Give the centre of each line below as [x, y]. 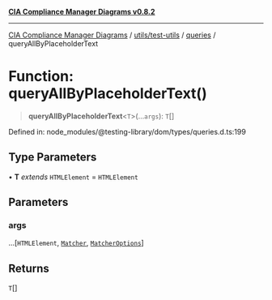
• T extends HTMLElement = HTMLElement [74, 177]
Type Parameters [53, 157]
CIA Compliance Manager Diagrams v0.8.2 [82, 12]
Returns [29, 268]
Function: [41, 77]
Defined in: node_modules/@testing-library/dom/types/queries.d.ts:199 [127, 131]
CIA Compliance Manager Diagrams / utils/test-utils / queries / [112, 35]
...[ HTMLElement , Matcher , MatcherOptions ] [76, 243]
